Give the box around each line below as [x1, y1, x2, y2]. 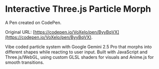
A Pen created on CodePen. [5, 20, 62, 25]
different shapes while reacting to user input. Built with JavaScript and [5, 49, 148, 55]
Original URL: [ [5, 29, 35, 35]
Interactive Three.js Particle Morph [5, 3, 151, 15]
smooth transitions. [5, 59, 44, 65]
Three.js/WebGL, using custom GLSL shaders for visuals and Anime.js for [5, 54, 154, 60]
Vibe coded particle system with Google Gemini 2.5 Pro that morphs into [5, 44, 152, 49]
